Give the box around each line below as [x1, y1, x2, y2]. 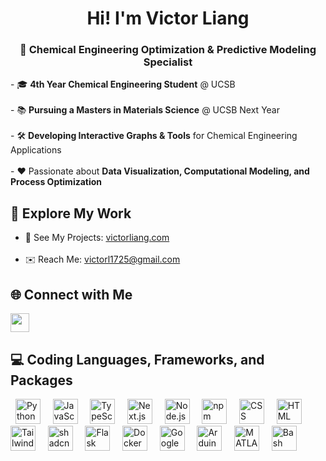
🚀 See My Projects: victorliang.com [24, 232, 170, 244]
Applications [10, 144, 62, 156]
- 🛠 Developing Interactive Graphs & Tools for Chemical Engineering [10, 130, 298, 142]
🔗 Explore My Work [10, 205, 132, 222]
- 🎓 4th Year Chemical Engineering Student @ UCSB [10, 78, 236, 91]
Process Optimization [10, 176, 103, 188]
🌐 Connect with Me [10, 286, 133, 303]
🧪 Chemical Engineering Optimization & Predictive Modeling [19, 43, 317, 57]
